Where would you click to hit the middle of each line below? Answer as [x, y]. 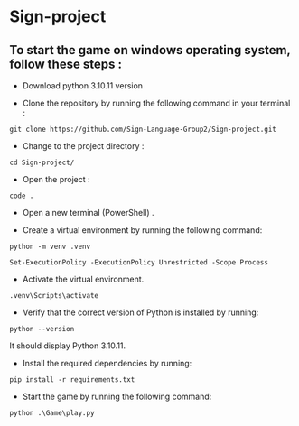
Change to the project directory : [83, 146]
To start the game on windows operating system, [150, 50]
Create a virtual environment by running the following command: [142, 230]
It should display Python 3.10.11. [68, 346]
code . [22, 196]
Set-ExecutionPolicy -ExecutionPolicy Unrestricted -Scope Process [139, 263]
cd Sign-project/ [42, 162]
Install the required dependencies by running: [107, 363]
